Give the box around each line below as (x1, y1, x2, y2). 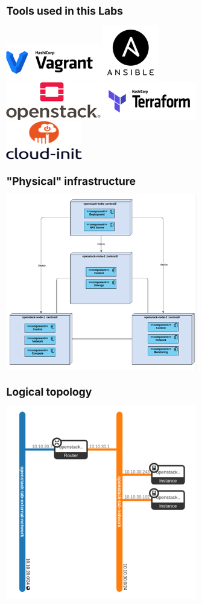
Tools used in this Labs (6, 4, 124, 18)
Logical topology (6, 385, 92, 399)
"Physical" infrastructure (6, 175, 136, 188)
